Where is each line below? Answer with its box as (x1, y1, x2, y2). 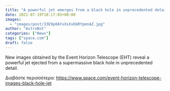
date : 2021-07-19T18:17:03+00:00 (5, 12, 76, 17)
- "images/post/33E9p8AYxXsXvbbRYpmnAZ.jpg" (10, 21, 105, 27)
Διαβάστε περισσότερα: (5, 74, 55, 81)
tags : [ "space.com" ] (5, 36, 49, 41)
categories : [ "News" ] (5, 31, 51, 36)
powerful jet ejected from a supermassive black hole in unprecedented (5, 59, 153, 66)
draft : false (5, 40, 33, 45)
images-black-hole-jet (5, 80, 52, 86)
